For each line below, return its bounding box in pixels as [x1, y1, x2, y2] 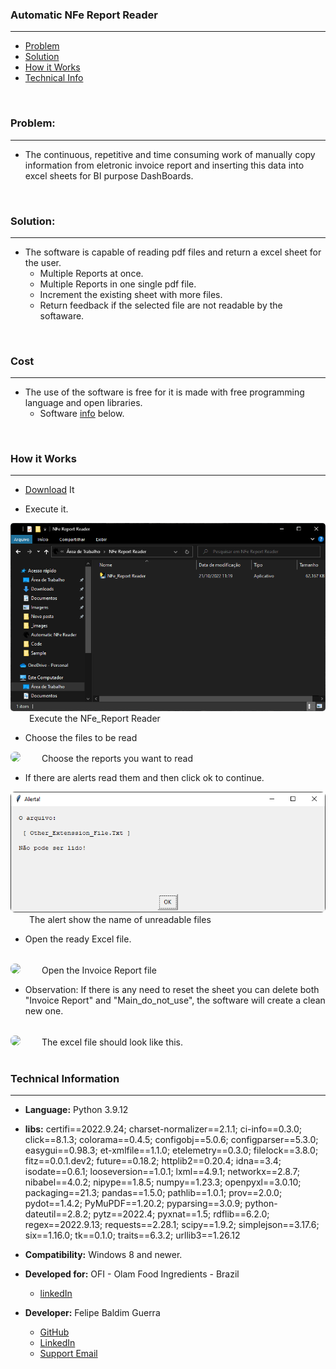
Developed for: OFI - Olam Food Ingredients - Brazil [24, 1268, 240, 1280]
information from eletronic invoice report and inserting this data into [24, 159, 305, 171]
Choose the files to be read [24, 732, 138, 744]
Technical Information [10, 1071, 120, 1085]
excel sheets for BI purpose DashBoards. [24, 169, 194, 182]
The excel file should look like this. [41, 1036, 184, 1048]
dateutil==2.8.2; [24, 1208, 92, 1220]
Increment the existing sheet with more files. [39, 288, 223, 300]
